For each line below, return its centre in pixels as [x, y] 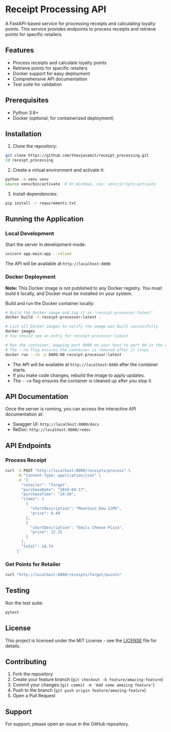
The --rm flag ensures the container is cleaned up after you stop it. [82, 381]
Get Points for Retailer [33, 564]
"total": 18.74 [37, 547]
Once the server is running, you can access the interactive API [71, 409]
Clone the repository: [35, 146]
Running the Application [45, 219]
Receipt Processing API [56, 9]
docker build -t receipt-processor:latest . [53, 317]
